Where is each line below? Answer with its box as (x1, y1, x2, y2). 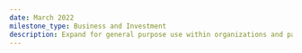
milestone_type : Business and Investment (9, 22, 167, 31)
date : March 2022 (9, 13, 75, 22)
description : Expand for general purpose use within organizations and (9, 30, 283, 39)
